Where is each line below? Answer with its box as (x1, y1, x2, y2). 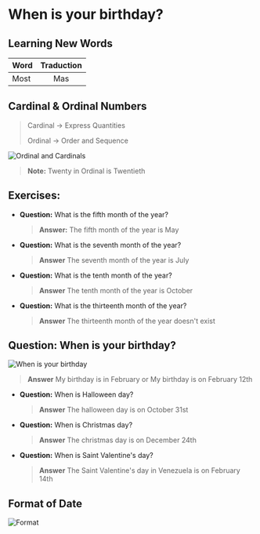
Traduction (40, 60, 82, 71)
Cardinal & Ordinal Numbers (8, 100, 147, 113)
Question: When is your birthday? (8, 339, 176, 352)
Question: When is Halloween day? (19, 390, 134, 399)
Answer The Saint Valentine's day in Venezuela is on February (38, 466, 240, 475)
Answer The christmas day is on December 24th (38, 435, 197, 445)
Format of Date (8, 496, 82, 510)
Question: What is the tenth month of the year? (19, 271, 172, 280)
